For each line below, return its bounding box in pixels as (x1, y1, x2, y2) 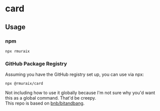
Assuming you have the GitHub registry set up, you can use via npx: (5, 71, 144, 77)
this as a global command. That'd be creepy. (5, 95, 96, 101)
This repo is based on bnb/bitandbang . (5, 100, 85, 107)
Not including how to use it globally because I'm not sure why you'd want (5, 90, 156, 96)
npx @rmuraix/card (5, 81, 43, 86)
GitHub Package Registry (5, 60, 67, 67)
